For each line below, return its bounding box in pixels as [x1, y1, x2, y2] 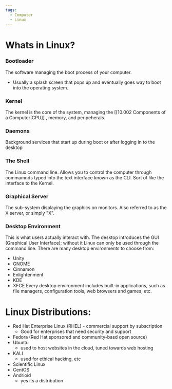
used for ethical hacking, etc [20, 356, 81, 362]
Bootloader [5, 58, 34, 65]
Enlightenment [12, 272, 44, 278]
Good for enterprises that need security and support [20, 328, 132, 335]
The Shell [5, 157, 30, 164]
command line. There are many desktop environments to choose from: [5, 245, 155, 252]
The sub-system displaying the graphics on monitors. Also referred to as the [5, 205, 167, 211]
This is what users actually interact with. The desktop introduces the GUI [5, 234, 159, 240]
